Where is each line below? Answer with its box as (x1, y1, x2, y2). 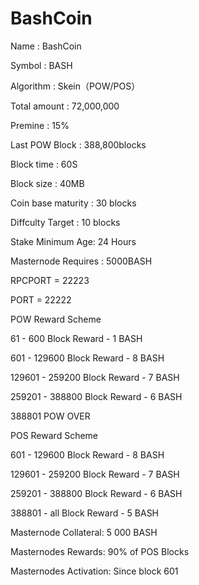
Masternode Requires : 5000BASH (10, 255, 153, 267)
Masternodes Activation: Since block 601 (10, 565, 179, 577)
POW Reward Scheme (10, 313, 102, 325)
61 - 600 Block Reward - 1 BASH (10, 332, 143, 344)
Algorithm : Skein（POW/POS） (10, 80, 141, 92)
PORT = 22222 (10, 293, 72, 306)
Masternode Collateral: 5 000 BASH (10, 526, 158, 538)
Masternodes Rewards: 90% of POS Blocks (10, 545, 190, 557)
